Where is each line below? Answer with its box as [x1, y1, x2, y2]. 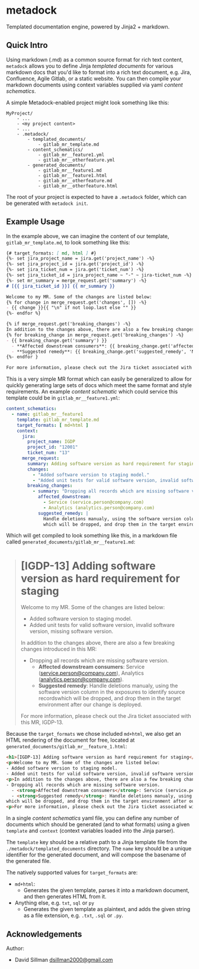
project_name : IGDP [27, 439, 76, 445]
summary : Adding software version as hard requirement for [27, 461, 176, 466]
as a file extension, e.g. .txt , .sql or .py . [23, 912, 123, 919]
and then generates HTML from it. [23, 893, 107, 900]
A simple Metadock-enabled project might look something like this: [6, 99, 169, 106]
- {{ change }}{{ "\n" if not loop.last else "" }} [6, 305, 136, 311]
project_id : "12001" [27, 445, 78, 450]
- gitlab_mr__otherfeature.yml [37, 157, 115, 163]
